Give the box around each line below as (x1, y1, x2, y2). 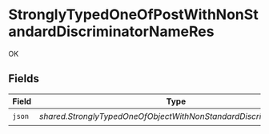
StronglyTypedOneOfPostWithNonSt (8, 6, 259, 24)
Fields (8, 72, 40, 85)
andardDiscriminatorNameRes (8, 22, 215, 41)
